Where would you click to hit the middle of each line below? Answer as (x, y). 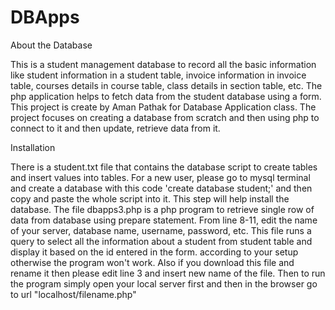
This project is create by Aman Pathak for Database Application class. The (163, 107)
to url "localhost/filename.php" (73, 294)
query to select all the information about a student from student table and (161, 241)
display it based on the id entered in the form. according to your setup (154, 252)
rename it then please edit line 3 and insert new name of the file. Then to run (168, 273)
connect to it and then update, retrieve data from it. (115, 128)
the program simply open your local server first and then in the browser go (164, 283)
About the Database (51, 45)
